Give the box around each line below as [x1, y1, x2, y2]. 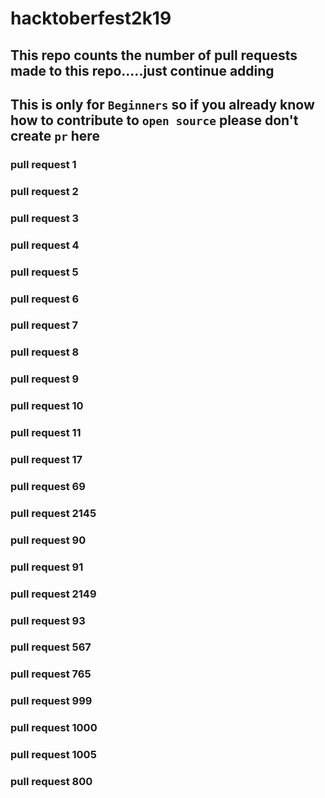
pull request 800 [10, 775, 93, 789]
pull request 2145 [10, 506, 97, 520]
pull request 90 [10, 533, 87, 547]
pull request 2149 [10, 587, 97, 601]
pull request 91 [10, 560, 84, 574]
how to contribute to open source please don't [10, 112, 299, 129]
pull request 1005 [10, 748, 97, 762]
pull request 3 [10, 211, 80, 225]
